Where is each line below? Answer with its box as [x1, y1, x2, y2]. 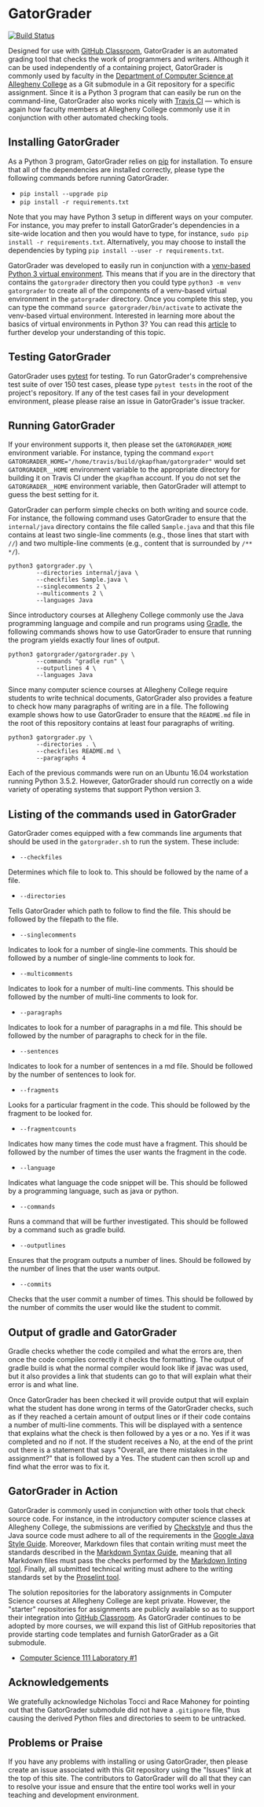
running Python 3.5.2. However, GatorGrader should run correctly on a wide [8, 776, 253, 786]
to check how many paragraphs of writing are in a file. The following [8, 701, 229, 712]
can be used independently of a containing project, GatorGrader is [8, 62, 223, 72]
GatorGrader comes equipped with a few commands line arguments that [8, 829, 242, 838]
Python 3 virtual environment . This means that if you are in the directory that [8, 269, 255, 278]
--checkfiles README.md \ [36, 748, 122, 756]
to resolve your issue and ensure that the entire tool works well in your [8, 1782, 236, 1791]
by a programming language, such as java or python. [8, 1187, 179, 1196]
